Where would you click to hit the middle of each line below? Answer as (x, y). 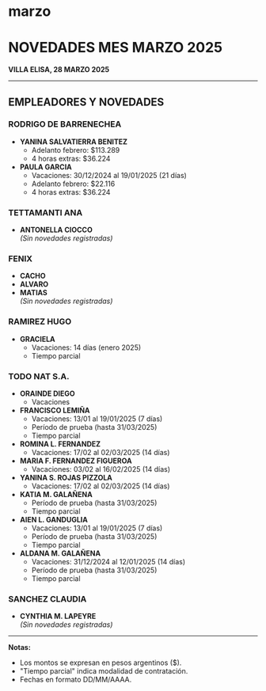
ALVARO (34, 284)
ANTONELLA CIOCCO (56, 230)
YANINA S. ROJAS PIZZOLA (66, 478)
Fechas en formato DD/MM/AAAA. (76, 680)
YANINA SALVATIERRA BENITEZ (74, 142)
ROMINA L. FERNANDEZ (60, 444)
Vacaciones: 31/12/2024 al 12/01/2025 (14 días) (108, 562)
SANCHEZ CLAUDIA (47, 598)
